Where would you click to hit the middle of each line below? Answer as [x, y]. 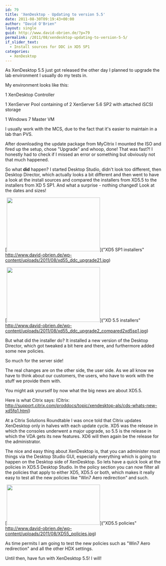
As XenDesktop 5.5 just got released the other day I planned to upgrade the [83, 70]
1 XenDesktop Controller [30, 95]
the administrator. [23, 442]
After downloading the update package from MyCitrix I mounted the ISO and [83, 144]
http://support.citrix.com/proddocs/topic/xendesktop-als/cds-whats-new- [81, 406]
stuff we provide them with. [33, 381]
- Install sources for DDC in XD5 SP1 [50, 47]
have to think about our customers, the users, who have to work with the [79, 376]
